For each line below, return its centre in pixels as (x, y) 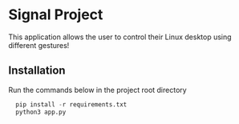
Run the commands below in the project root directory (97, 90)
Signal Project (56, 15)
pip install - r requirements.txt (71, 104)
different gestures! (39, 45)
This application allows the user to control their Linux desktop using (120, 37)
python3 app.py (41, 112)
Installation (37, 71)
